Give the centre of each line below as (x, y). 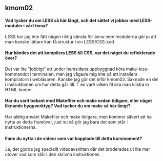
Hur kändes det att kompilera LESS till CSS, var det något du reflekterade (80, 53)
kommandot (17, 74)
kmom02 (19, 8)
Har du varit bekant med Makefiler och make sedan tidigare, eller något (79, 101)
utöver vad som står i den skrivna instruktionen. (53, 154)
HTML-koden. (19, 89)
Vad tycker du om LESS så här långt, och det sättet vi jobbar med (72, 20)
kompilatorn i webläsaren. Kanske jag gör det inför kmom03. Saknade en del (82, 79)
